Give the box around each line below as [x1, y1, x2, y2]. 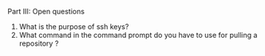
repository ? [18, 39, 59, 48]
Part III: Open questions [7, 7, 85, 16]
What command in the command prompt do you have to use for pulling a [18, 31, 258, 39]
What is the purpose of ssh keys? [18, 22, 129, 31]
